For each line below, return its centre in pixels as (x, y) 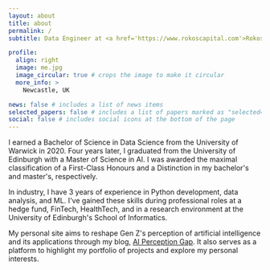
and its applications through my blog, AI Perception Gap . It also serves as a (133, 242)
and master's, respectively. (53, 177)
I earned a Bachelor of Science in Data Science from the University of (123, 142)
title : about (30, 23)
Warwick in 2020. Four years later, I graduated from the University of (122, 151)
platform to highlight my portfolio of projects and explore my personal (123, 251)
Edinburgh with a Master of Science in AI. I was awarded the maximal (123, 160)
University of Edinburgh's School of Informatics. (88, 218)
